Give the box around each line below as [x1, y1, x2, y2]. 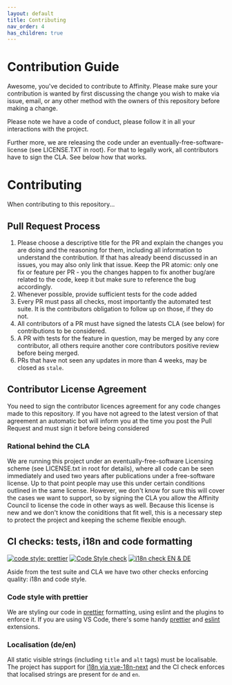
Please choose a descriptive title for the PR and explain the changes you [17, 238, 223, 246]
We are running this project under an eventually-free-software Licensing [7, 457, 213, 466]
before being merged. [17, 349, 79, 357]
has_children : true [7, 29, 64, 37]
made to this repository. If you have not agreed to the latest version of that [7, 409, 219, 417]
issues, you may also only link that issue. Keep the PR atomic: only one [17, 260, 219, 268]
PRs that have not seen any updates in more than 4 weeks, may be [17, 356, 207, 364]
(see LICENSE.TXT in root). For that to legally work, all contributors [28, 146, 219, 154]
